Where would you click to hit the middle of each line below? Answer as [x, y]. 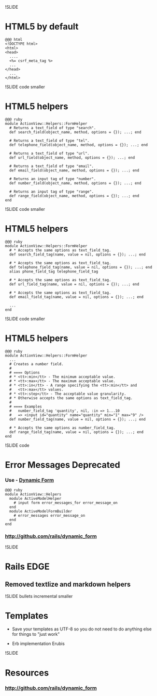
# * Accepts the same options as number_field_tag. [63, 428]
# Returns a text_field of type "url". [50, 153]
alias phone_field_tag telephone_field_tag [54, 272]
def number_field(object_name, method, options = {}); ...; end [75, 183]
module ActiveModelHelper [36, 499]
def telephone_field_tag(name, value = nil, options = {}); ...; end [81, 267]
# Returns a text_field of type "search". [53, 128]
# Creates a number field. [36, 364]
